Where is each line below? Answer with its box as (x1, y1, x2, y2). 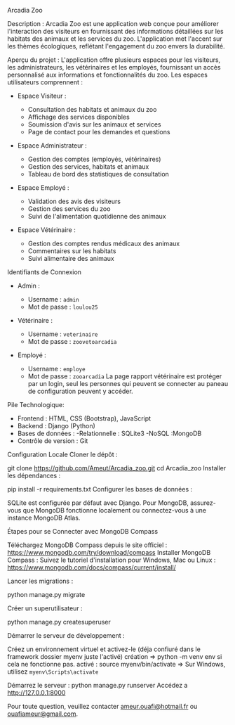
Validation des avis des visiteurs (27, 197, 121, 205)
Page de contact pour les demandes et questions (27, 128, 170, 136)
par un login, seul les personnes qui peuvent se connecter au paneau (27, 380, 229, 387)
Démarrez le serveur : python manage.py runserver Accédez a (7, 681, 188, 689)
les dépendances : (7, 471, 61, 480)
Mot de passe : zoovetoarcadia (27, 338, 117, 345)
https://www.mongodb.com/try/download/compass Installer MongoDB (7, 548, 211, 556)
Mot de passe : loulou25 (27, 302, 98, 311)
